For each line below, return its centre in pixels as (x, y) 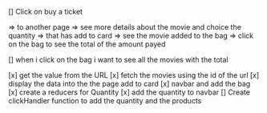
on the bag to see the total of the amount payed (87, 44)
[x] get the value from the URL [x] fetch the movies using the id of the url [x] (134, 75)
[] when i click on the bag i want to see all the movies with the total (118, 60)
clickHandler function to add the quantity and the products (105, 101)
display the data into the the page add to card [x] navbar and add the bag (129, 84)
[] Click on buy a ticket (45, 12)
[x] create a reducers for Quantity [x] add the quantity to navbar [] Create (129, 92)
